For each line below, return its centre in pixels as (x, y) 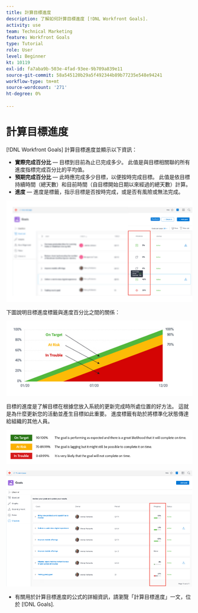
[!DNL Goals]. (38, 604)
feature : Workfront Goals (38, 38)
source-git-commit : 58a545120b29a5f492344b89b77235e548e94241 (84, 75)
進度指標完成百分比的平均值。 (51, 170)
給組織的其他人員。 (30, 421)
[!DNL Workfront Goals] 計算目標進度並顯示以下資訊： (72, 149)
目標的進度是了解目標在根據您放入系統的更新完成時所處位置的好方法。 (92, 406)
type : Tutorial (25, 44)
